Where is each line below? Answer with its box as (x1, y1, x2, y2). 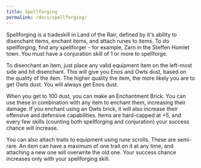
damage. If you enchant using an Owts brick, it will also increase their (6, 105, 178, 112)
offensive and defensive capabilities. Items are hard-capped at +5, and (6, 112, 181, 119)
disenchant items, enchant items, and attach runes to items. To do (6, 37, 170, 44)
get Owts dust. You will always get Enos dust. (6, 80, 119, 88)
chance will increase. (6, 124, 59, 131)
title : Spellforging (6, 8, 58, 15)
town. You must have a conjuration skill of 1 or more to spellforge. (6, 50, 168, 57)
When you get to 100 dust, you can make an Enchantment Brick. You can (6, 92, 186, 100)
